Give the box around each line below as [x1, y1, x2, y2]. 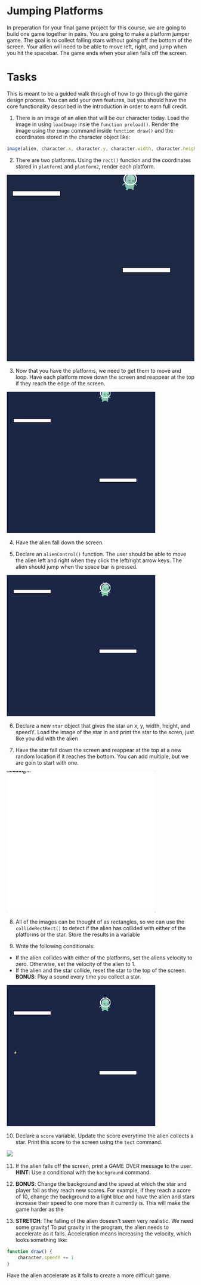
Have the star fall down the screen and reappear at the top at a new [15, 746, 182, 753]
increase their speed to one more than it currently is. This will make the [15, 1199, 190, 1206]
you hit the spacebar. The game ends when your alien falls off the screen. [7, 49, 188, 56]
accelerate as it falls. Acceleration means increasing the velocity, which [15, 1229, 191, 1237]
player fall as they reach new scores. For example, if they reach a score [15, 1186, 191, 1194]
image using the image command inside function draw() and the [15, 127, 174, 134]
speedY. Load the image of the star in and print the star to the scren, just [15, 728, 194, 735]
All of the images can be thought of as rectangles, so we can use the [15, 918, 185, 925]
